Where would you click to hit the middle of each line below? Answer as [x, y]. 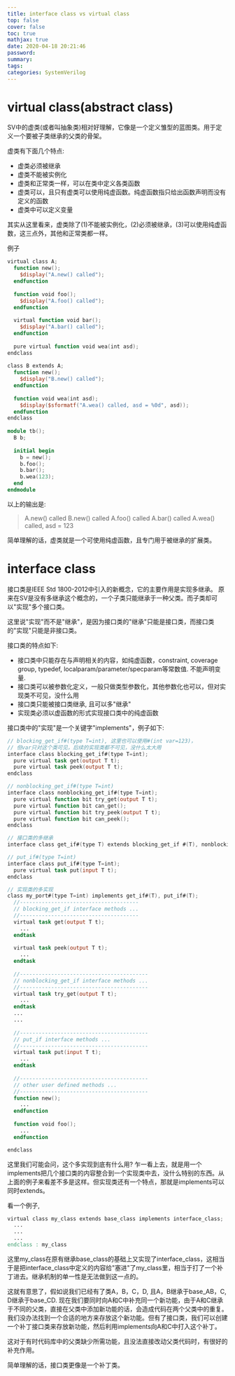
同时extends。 [28, 1190]
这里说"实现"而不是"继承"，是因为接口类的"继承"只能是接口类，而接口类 [111, 621]
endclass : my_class [37, 1245]
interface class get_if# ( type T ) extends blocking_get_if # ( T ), [103, 845]
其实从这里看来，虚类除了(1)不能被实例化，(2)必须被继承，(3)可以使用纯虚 [114, 224]
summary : [20, 60]
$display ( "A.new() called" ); [62, 275]
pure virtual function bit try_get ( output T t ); [86, 799]
